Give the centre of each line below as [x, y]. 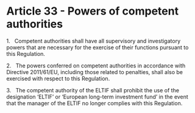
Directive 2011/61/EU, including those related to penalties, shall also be [94, 72]
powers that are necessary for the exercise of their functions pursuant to [97, 47]
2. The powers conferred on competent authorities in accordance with [96, 66]
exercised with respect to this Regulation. [58, 78]
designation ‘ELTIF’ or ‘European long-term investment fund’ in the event [97, 97]
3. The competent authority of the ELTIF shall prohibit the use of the [93, 90]
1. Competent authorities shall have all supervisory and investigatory [94, 41]
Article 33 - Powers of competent [92, 11]
